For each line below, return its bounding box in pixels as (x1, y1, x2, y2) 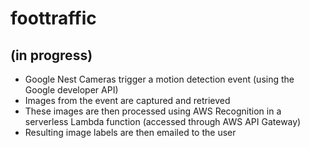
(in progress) (10, 47, 93, 64)
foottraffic (10, 7, 97, 30)
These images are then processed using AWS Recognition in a (24, 105, 282, 117)
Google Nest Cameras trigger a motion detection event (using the (24, 73, 295, 85)
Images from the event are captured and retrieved (24, 95, 231, 106)
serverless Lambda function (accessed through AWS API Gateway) (24, 116, 302, 127)
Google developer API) (24, 84, 119, 96)
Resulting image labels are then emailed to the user (24, 127, 237, 138)
